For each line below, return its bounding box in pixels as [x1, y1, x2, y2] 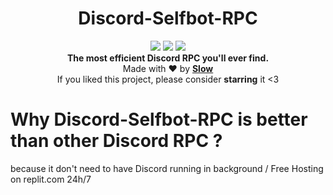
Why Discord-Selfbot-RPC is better [10, 108, 308, 131]
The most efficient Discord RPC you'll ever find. [66, 52, 270, 64]
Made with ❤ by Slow [122, 62, 214, 74]
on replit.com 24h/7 [10, 173, 92, 185]
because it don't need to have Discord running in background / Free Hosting [10, 162, 324, 174]
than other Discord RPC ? [10, 130, 223, 152]
